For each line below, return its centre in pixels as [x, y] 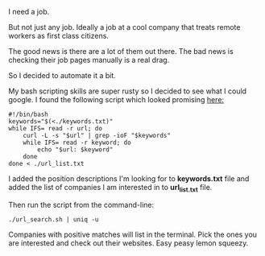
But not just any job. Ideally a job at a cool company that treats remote [124, 27]
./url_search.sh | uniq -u [54, 219]
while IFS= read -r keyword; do [77, 142]
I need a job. [29, 12]
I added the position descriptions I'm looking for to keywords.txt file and [129, 179]
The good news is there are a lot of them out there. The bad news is [121, 51]
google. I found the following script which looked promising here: [116, 99]
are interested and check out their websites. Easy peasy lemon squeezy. [128, 243]
